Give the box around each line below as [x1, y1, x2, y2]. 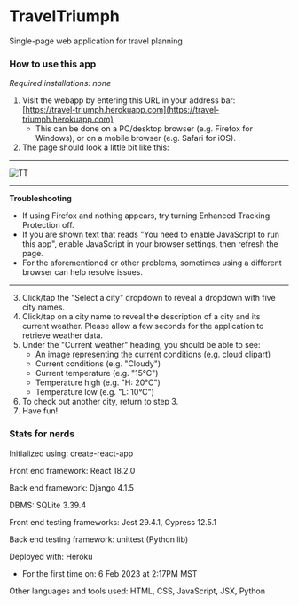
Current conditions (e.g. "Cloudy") [35, 358, 161, 369]
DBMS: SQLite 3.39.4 [9, 499, 87, 510]
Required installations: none [9, 78, 112, 89]
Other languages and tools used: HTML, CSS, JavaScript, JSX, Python [9, 585, 266, 596]
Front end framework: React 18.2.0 [9, 465, 136, 475]
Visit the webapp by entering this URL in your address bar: [21, 95, 236, 106]
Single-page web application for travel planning [9, 35, 184, 46]
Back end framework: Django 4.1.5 [9, 482, 135, 493]
